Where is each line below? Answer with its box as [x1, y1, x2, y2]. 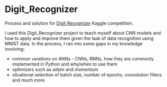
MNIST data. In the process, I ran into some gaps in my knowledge [5, 40, 143, 46]
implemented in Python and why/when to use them [12, 61, 118, 67]
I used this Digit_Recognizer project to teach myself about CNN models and [5, 30, 161, 36]
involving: [5, 46, 25, 52]
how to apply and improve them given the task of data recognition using [5, 35, 154, 41]
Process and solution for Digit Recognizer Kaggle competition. [5, 20, 134, 26]
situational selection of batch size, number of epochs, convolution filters [12, 71, 162, 77]
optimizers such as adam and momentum [12, 66, 99, 72]
